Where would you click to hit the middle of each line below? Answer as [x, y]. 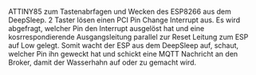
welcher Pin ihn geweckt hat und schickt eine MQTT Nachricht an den [123, 54]
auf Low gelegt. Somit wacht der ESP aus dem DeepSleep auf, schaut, [124, 45]
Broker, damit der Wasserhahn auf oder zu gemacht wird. [102, 62]
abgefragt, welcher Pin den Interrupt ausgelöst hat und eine [106, 28]
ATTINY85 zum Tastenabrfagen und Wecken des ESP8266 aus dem [120, 12]
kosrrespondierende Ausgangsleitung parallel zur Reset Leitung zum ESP [128, 37]
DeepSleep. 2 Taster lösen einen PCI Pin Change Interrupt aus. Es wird [124, 20]
